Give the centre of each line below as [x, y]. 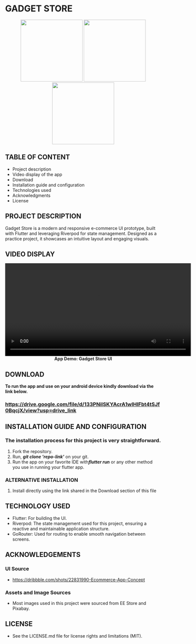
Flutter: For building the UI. [40, 518]
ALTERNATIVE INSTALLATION [42, 480]
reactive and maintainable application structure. [61, 529]
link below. [17, 392]
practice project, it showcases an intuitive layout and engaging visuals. [77, 238]
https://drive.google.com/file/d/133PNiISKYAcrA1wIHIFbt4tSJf [82, 405]
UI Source [17, 569]
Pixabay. [21, 608]
